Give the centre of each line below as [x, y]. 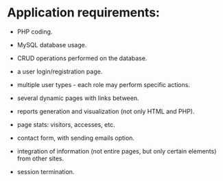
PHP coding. [35, 32]
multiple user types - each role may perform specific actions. [104, 84]
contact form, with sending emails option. [76, 138]
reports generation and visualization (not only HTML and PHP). [106, 111]
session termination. [46, 171]
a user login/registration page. [60, 71]
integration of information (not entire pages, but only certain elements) [117, 151]
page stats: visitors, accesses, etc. [66, 124]
